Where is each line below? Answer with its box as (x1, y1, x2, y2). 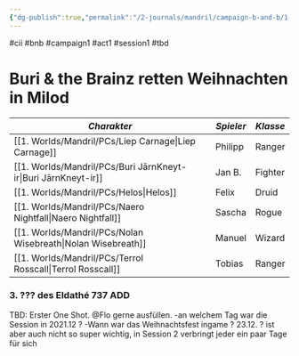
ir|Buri (13, 171, 40, 183)
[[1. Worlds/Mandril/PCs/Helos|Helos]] (13, 186, 177, 198)
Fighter (255, 166, 286, 178)
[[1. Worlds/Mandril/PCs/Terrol (13, 251, 144, 263)
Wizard (255, 231, 286, 244)
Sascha (214, 206, 246, 218)
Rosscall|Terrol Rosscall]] (13, 263, 121, 275)
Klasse (255, 119, 286, 132)
